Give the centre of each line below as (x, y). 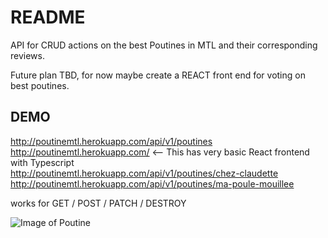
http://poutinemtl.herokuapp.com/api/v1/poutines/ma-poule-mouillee (152, 183)
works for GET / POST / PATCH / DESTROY (98, 203)
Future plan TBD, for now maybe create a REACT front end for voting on (158, 75)
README (48, 17)
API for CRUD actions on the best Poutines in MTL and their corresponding (164, 45)
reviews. (27, 55)
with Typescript (42, 162)
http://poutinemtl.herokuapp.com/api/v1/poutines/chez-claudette (144, 173)
